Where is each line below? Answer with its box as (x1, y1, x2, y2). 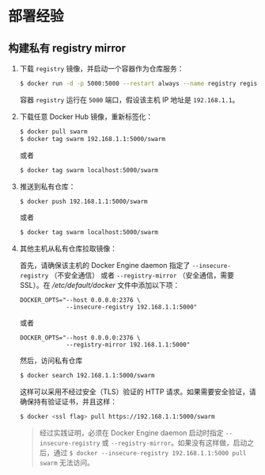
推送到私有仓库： (19, 182, 76, 191)
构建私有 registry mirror (8, 41, 127, 55)
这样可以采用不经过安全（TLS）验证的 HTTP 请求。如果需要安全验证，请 (19, 387, 257, 396)
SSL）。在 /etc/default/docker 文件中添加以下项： (19, 281, 180, 290)
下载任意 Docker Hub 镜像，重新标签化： (19, 112, 153, 121)
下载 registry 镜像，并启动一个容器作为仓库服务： (19, 64, 184, 73)
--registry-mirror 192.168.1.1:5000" (66, 341, 191, 349)
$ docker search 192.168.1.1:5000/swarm (19, 372, 155, 380)
